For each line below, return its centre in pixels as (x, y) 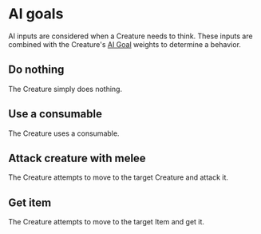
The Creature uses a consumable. (64, 133)
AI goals (36, 14)
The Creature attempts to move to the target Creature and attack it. (119, 177)
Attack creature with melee (77, 158)
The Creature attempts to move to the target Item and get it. (107, 222)
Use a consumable (55, 114)
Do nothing (36, 70)
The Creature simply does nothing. (65, 89)
